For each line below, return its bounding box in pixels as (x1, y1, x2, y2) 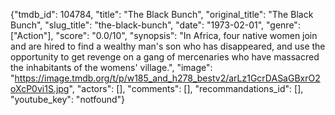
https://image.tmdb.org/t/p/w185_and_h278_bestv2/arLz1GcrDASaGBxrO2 (14, 72, 321, 84)
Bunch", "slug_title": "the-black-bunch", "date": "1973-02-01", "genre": (10, 19, 301, 31)
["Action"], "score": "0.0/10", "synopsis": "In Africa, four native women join (10, 30, 318, 41)
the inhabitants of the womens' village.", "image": (10, 62, 213, 73)
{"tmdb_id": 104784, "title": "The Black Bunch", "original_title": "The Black (10, 9, 314, 20)
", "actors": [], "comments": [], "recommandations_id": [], (68, 83, 304, 94)
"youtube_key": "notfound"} (10, 94, 126, 105)
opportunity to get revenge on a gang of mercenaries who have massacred (10, 51, 320, 63)
